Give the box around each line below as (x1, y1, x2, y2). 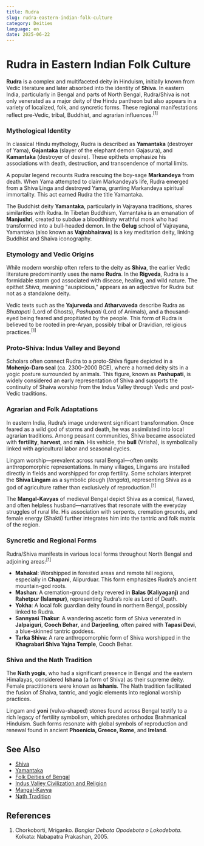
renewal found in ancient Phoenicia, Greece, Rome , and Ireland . (6, 727, 168, 734)
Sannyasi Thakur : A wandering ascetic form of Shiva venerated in (15, 615, 181, 622)
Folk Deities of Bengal (15, 774, 70, 781)
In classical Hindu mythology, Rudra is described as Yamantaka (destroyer (6, 141, 193, 148)
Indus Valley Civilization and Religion (15, 780, 107, 787)
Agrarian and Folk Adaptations (6, 405, 98, 414)
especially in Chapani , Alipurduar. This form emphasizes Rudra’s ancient (15, 576, 197, 583)
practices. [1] (6, 327, 36, 335)
